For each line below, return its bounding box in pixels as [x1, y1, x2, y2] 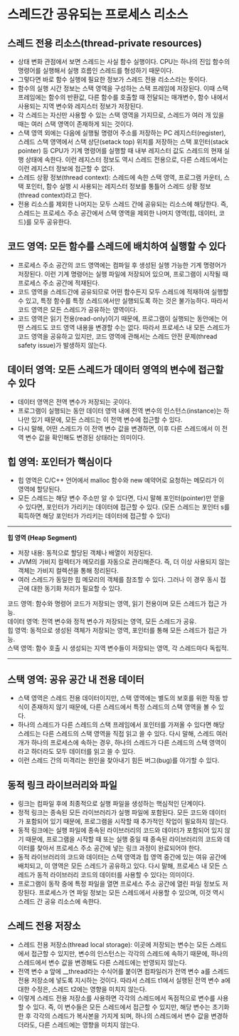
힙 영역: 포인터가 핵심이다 [7, 456, 112, 468]
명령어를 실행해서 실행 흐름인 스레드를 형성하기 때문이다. [17, 66, 174, 75]
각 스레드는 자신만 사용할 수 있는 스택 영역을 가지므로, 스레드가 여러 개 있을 [17, 111, 225, 119]
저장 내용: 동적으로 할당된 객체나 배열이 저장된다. [17, 549, 153, 557]
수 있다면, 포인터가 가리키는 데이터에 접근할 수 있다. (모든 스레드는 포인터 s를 [17, 503, 230, 512]
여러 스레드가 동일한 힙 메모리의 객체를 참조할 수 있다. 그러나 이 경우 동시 [17, 575, 219, 584]
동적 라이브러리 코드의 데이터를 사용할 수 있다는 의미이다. [36, 871, 194, 879]
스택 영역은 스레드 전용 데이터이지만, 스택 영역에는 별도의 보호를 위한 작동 [17, 694, 221, 703]
